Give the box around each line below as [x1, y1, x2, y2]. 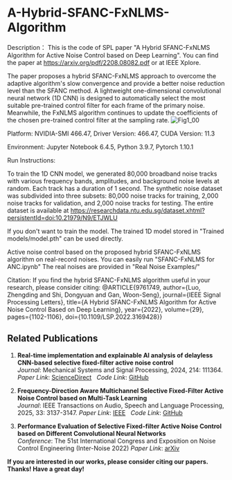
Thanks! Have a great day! [7, 465, 84, 473]
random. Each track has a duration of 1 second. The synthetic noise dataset [7, 184, 223, 192]
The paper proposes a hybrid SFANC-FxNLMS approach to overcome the [7, 71, 217, 80]
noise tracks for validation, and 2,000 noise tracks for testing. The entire [7, 199, 213, 207]
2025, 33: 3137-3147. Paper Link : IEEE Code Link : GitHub [17, 408, 184, 416]
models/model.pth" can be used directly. [7, 234, 123, 243]
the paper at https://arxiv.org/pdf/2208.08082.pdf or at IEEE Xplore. [7, 58, 201, 66]
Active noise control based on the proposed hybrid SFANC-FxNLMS [7, 248, 201, 256]
